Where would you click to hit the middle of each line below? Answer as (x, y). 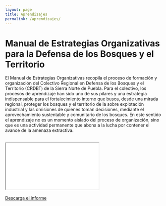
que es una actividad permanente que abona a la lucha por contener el (77, 125)
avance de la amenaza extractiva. (39, 130)
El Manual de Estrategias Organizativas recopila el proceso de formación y (81, 78)
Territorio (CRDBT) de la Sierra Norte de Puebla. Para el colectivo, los (76, 88)
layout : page (19, 10)
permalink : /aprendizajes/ (33, 19)
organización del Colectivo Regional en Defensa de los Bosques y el (75, 83)
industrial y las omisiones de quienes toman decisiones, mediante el (75, 110)
